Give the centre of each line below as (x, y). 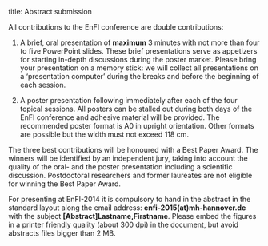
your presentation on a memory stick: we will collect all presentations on (139, 68)
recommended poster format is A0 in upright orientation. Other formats (137, 126)
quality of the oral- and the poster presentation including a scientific (121, 167)
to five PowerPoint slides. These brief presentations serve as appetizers (138, 51)
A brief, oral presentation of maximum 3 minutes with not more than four (140, 42)
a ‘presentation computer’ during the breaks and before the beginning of (139, 76)
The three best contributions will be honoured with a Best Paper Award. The (133, 150)
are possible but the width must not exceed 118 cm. (104, 134)
